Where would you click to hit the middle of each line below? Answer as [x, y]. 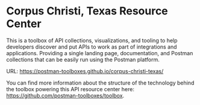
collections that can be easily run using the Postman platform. [83, 59]
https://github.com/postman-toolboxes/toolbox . [65, 95]
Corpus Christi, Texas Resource [87, 11]
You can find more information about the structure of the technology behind [100, 83]
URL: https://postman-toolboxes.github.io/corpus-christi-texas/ [85, 71]
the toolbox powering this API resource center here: [70, 89]
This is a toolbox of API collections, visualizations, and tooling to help [92, 40]
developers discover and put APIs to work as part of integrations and [92, 47]
